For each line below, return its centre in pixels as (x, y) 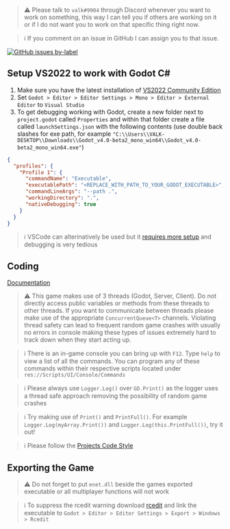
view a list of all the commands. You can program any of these (112, 361)
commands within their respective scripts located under (102, 368)
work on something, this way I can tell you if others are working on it (120, 17)
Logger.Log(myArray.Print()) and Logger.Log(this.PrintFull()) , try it (123, 425)
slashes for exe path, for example (64, 134)
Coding (23, 266)
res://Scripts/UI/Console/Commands (75, 375)
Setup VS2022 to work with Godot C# (89, 74)
